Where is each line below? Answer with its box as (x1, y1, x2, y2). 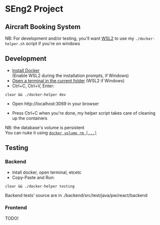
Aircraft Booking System (5, 23, 81, 31)
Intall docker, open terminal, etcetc (12, 169, 81, 175)
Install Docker (12, 67, 40, 73)
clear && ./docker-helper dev (5, 92, 66, 97)
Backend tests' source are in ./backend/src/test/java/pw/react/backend (5, 192, 148, 198)
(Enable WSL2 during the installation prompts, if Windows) (12, 73, 129, 78)
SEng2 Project (5, 3, 64, 15)
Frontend (5, 204, 27, 211)
